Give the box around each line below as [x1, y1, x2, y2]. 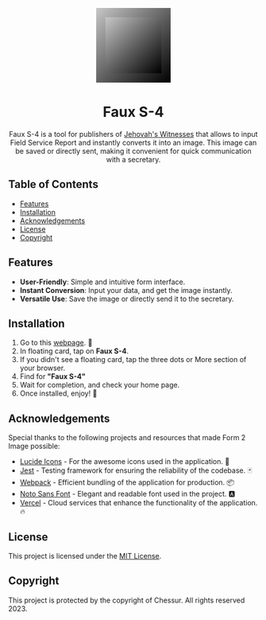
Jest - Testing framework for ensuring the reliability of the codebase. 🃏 [19, 466, 253, 475]
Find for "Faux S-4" [19, 372, 86, 381]
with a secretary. [106, 154, 161, 164]
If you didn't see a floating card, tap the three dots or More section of [19, 355, 247, 365]
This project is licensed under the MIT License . [8, 552, 162, 560]
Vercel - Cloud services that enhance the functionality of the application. [19, 498, 258, 508]
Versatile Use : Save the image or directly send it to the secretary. [19, 294, 234, 303]
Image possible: [8, 442, 60, 451]
